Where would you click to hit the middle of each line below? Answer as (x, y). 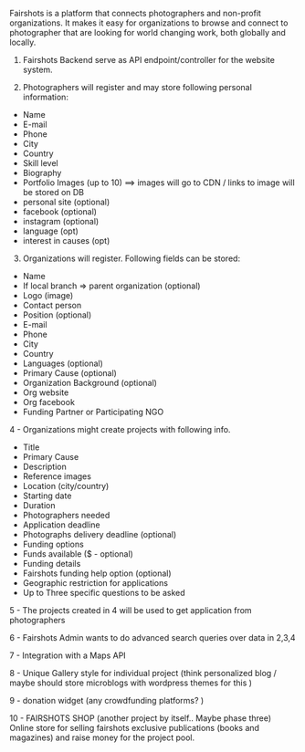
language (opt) (51, 231)
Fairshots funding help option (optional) (97, 573)
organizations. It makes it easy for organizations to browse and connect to (149, 23)
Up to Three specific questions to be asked (104, 593)
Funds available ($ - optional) (78, 554)
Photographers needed (66, 515)
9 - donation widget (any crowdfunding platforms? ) (107, 700)
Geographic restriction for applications (95, 583)
